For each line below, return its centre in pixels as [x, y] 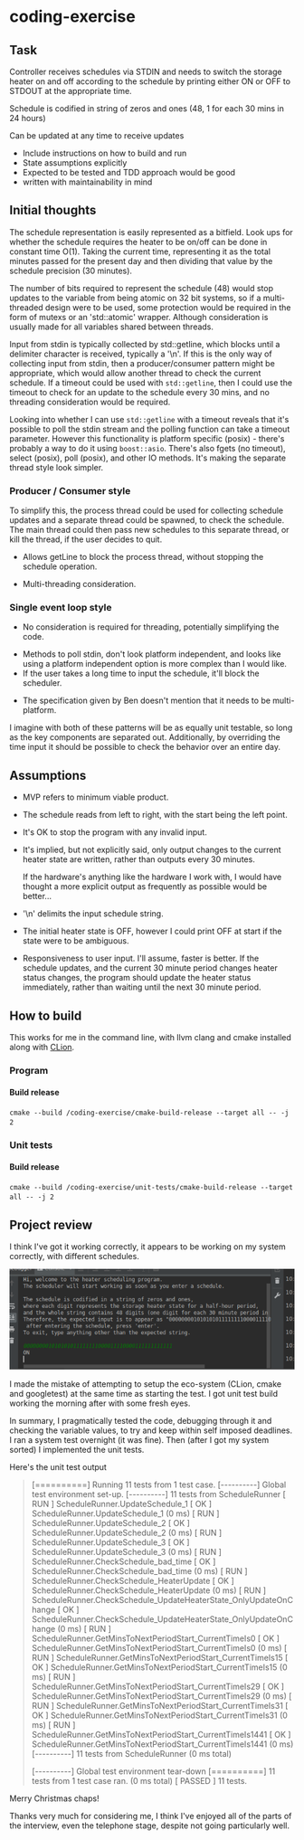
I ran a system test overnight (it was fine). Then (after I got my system [139, 1439]
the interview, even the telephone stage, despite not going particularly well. [149, 1826]
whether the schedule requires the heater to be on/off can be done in [138, 242]
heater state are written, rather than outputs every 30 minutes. [138, 859]
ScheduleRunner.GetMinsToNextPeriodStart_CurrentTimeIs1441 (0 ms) [162, 1744]
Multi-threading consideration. [79, 584]
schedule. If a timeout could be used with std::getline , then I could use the [151, 383]
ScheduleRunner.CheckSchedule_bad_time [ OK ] [123, 1561]
